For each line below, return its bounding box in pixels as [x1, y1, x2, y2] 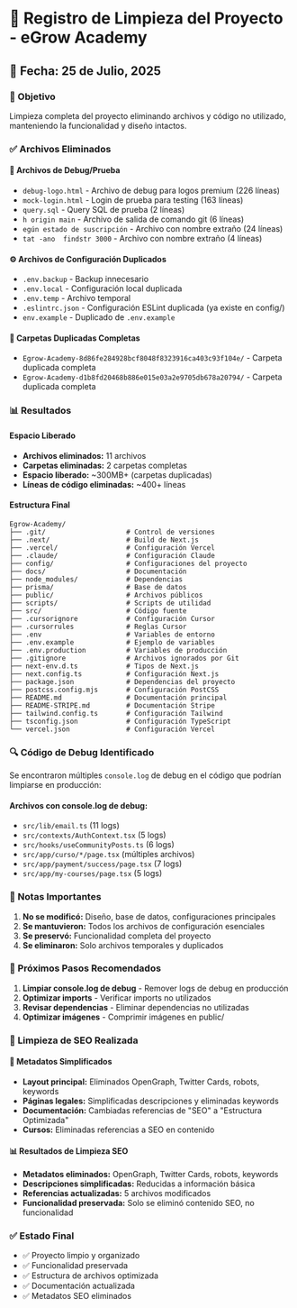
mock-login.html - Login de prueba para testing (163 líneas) [22, 195, 244, 206]
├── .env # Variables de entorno [9, 630, 216, 639]
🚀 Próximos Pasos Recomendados [9, 962, 162, 974]
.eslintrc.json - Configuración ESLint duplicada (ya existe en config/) [22, 302, 285, 314]
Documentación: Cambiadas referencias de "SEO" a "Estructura [22, 1104, 263, 1116]
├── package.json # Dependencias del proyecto [9, 677, 236, 686]
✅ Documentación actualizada [22, 1280, 135, 1292]
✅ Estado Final [9, 1230, 75, 1242]
